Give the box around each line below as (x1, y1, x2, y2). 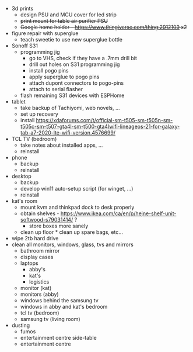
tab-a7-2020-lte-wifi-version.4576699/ (20, 129, 115, 136)
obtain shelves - (20, 210, 59, 217)
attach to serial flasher (29, 86, 83, 92)
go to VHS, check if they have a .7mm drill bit (29, 55, 137, 61)
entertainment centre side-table (20, 334, 97, 341)
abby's (29, 266, 45, 272)
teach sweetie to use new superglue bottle (20, 36, 122, 43)
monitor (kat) (20, 285, 52, 291)
